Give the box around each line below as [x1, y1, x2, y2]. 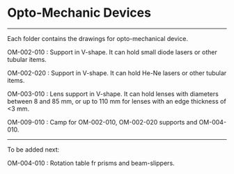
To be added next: [7, 145, 60, 154]
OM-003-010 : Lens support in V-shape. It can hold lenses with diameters [7, 89, 219, 98]
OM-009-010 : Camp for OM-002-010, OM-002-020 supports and [7, 118, 198, 126]
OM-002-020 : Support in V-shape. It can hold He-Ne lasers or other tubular [7, 68, 227, 77]
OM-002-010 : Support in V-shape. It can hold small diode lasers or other [7, 47, 217, 56]
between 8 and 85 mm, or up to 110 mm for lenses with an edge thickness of [7, 97, 226, 105]
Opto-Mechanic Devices [7, 5, 152, 21]
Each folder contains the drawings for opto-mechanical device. [7, 34, 188, 42]
